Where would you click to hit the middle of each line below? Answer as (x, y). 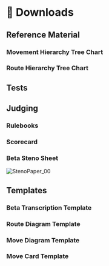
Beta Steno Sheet (32, 158)
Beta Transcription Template (49, 207)
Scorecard (22, 142)
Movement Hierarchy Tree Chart (55, 52)
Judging (22, 108)
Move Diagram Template (43, 240)
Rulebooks (22, 125)
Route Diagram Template (43, 224)
